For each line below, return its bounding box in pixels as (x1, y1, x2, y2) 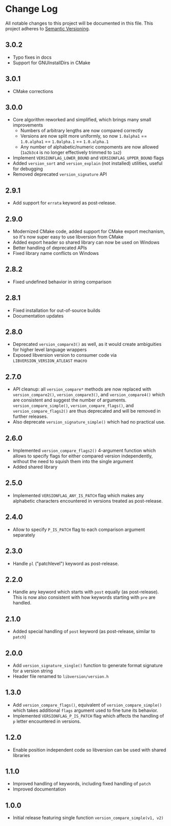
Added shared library (12, 464, 58, 470)
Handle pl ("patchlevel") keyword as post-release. (12, 560, 119, 566)
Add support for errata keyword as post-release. (12, 200, 116, 206)
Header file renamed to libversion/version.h (12, 673, 109, 679)
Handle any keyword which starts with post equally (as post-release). (12, 589, 159, 595)
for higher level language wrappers (12, 346, 87, 353)
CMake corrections (12, 88, 54, 94)
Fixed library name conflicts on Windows (12, 250, 99, 256)
